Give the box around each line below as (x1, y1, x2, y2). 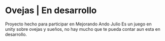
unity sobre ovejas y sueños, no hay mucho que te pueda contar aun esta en (5, 26, 161, 32)
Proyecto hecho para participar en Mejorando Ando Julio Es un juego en (5, 21, 152, 27)
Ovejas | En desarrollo (5, 5, 97, 16)
